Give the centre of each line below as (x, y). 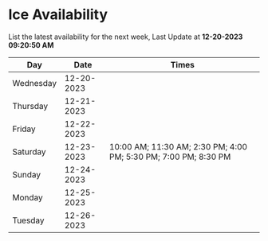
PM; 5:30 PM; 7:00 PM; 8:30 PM (170, 157)
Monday (28, 197)
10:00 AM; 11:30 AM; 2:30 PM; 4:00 (178, 146)
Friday (24, 129)
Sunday (27, 174)
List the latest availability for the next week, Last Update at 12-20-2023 (126, 37)
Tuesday (28, 220)
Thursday (30, 106)
